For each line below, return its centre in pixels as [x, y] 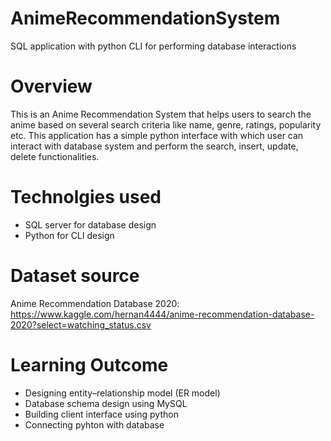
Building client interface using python [101, 414]
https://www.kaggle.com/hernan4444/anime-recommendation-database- [162, 314]
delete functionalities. [55, 156]
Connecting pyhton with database [94, 424]
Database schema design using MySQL [106, 403]
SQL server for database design [90, 224]
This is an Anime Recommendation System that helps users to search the [161, 114]
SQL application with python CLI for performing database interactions [153, 46]
